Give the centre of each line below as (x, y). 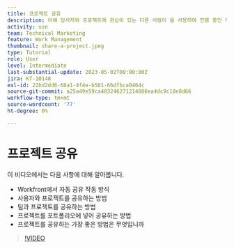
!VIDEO (34, 238)
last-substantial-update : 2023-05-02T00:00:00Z (78, 72)
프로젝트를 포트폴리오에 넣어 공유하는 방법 (74, 215)
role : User (23, 59)
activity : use (28, 27)
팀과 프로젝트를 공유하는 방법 (56, 206)
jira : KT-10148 (29, 78)
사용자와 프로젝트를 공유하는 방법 (62, 198)
